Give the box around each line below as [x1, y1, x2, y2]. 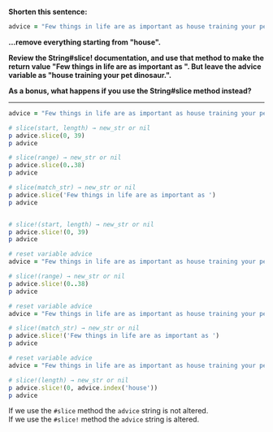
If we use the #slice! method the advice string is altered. [8, 414, 200, 425]
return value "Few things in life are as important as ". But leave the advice [8, 61, 262, 71]
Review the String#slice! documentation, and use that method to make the [8, 53, 264, 63]
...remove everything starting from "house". [8, 37, 161, 47]
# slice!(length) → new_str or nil [8, 376, 129, 384]
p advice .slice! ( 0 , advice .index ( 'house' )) [8, 383, 158, 392]
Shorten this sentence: [8, 7, 88, 16]
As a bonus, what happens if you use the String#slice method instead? [8, 85, 252, 96]
